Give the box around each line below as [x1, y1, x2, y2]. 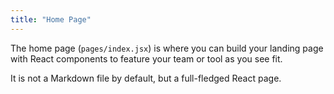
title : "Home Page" [10, 14, 92, 25]
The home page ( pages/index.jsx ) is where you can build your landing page [10, 42, 324, 54]
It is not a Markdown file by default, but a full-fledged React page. [10, 72, 282, 84]
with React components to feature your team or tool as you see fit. [10, 52, 283, 65]
